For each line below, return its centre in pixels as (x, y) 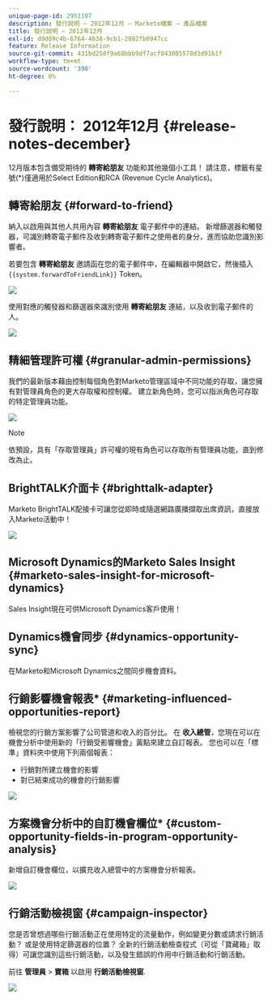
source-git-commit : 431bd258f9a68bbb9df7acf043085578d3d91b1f (115, 54)
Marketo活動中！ (43, 519)
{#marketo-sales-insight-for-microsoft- (112, 576)
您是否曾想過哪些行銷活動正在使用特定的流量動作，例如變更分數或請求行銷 (132, 934)
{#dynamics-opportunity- (172, 637)
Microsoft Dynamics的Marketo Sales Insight (122, 562)
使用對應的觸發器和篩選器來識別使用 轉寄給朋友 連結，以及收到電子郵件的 (131, 307)
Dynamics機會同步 (56, 637)
